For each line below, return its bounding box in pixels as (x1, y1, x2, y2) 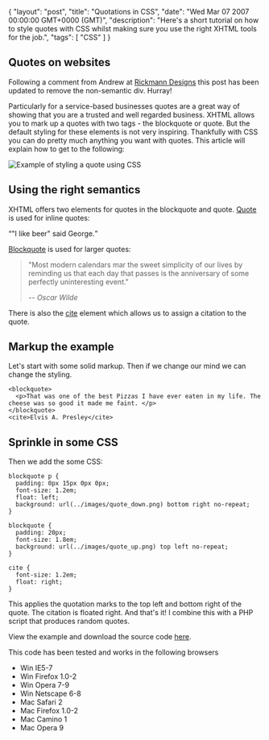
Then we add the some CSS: (8, 457, 103, 466)
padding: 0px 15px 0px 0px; (15, 479, 110, 488)
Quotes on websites (8, 56, 111, 69)
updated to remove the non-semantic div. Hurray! (8, 85, 172, 95)
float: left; (15, 494, 60, 502)
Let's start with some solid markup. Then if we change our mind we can (8, 362, 246, 371)
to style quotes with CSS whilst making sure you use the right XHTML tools (8, 24, 258, 33)
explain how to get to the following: (8, 144, 125, 154)
